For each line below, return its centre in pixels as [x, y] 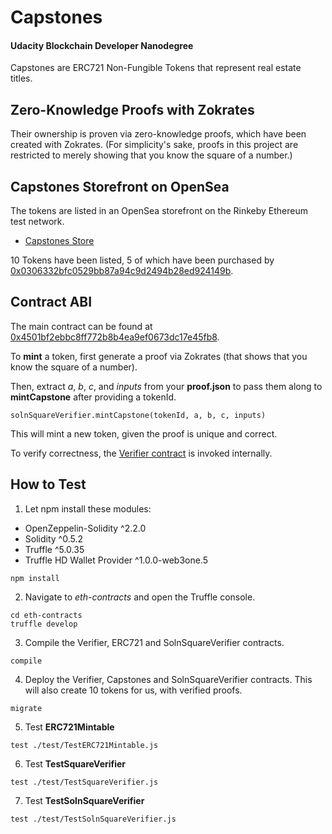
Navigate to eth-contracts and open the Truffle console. [140, 597]
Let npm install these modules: [88, 508]
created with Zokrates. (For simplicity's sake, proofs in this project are [154, 145]
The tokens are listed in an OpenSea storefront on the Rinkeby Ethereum [159, 211]
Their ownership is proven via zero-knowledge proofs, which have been [158, 134]
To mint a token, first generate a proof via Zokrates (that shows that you [159, 356]
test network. [37, 222]
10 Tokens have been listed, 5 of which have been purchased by [142, 260]
